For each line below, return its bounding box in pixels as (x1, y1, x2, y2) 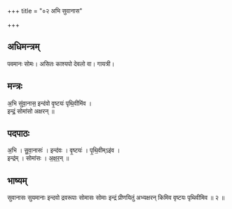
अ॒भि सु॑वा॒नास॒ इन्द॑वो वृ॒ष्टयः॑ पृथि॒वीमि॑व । (7, 99, 93, 107)
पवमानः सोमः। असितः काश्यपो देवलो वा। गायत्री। (7, 60, 115, 68)
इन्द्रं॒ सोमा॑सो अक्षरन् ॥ (7, 107, 55, 115)
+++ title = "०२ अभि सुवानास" (7, 7, 83, 15)
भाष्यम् (7, 175, 27, 187)
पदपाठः (7, 128, 30, 140)
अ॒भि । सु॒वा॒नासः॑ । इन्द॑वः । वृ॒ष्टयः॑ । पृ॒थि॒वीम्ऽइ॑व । (7, 146, 121, 154)
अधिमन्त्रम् (7, 41, 40, 53)
